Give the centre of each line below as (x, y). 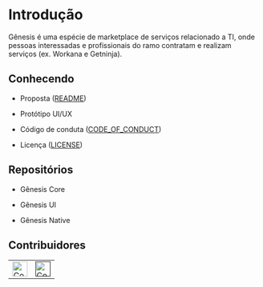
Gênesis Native (45, 220)
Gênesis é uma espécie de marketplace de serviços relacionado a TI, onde (131, 37)
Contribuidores (47, 245)
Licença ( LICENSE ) (51, 145)
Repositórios (41, 170)
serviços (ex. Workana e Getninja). (65, 54)
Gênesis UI (38, 205)
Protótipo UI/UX (46, 114)
